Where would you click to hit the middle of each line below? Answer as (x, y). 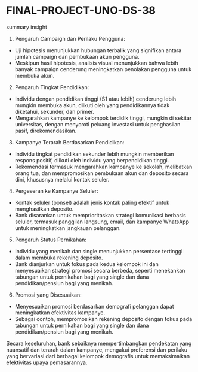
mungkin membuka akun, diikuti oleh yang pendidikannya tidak (92, 105)
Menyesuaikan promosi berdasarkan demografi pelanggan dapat (94, 306)
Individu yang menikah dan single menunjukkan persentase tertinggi (99, 251)
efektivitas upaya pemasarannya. (47, 362)
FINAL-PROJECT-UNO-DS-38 (81, 10)
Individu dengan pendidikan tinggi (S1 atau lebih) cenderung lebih (95, 99)
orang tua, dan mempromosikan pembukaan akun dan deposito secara (102, 173)
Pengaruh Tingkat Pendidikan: (52, 87)
